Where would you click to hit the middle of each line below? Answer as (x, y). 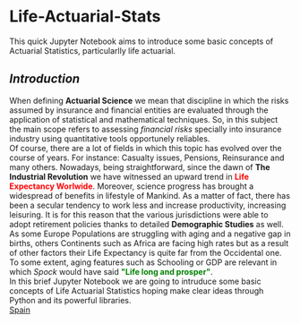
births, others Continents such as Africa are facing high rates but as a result (149, 243)
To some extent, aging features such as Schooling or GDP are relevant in (143, 262)
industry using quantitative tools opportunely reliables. (110, 138)
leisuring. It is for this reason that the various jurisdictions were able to (139, 214)
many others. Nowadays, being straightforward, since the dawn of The (140, 166)
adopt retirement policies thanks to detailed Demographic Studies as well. (146, 224)
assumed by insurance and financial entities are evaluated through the (139, 110)
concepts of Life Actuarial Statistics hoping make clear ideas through (137, 290)
